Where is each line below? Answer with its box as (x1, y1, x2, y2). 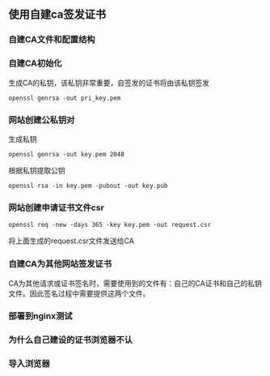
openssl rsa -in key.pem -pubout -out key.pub (8, 182, 168, 190)
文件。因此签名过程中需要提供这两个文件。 (8, 288, 150, 298)
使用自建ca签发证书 (8, 7, 107, 22)
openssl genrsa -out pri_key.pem (8, 94, 121, 102)
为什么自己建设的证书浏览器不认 (8, 335, 133, 346)
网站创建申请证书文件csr (8, 202, 105, 213)
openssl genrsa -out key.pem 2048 (8, 150, 125, 158)
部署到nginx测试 (8, 310, 73, 322)
